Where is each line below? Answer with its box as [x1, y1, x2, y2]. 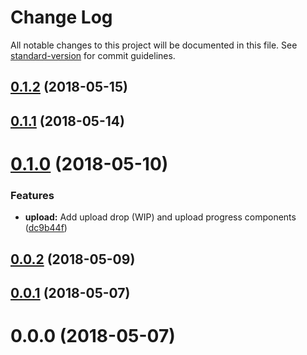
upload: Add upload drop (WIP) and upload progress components [24, 211, 297, 223]
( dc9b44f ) [24, 222, 68, 234]
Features [10, 188, 55, 202]
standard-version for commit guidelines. [10, 49, 176, 61]
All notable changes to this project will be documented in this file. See [10, 39, 298, 51]
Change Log [10, 6, 113, 29]
